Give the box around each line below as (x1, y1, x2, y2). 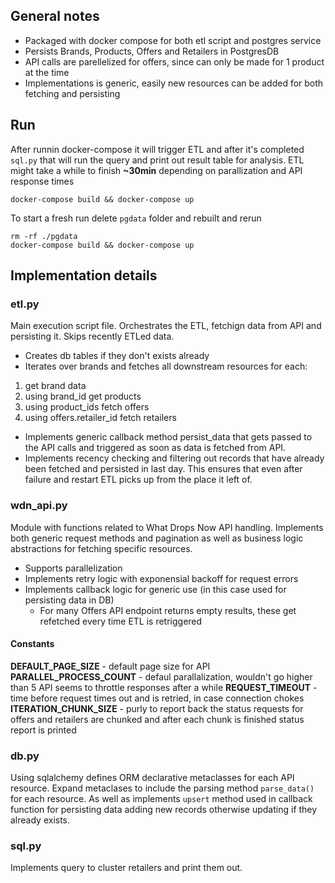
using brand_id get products (24, 390, 142, 403)
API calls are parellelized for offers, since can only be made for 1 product (24, 55, 325, 68)
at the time (24, 66, 70, 78)
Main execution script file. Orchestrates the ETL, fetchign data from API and (10, 320, 322, 332)
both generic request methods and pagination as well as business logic (10, 532, 304, 544)
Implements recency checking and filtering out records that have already (24, 452, 325, 464)
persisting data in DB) (24, 594, 115, 606)
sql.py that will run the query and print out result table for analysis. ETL (10, 154, 305, 166)
